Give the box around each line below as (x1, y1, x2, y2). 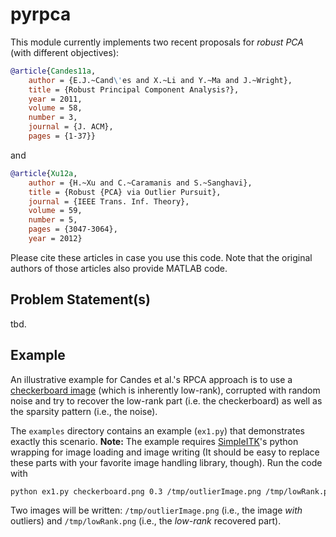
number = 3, (28, 113, 78, 123)
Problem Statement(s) (10, 291, 151, 308)
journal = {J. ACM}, (28, 122, 114, 132)
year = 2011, (28, 94, 83, 104)
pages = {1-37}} (28, 131, 97, 142)
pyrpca (10, 3, 72, 26)
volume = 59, (28, 206, 83, 216)
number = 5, (28, 215, 78, 225)
